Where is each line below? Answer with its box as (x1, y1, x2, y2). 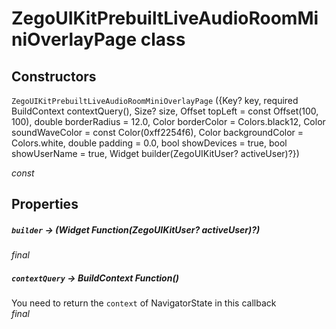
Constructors (11, 68, 97, 85)
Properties (11, 196, 79, 213)
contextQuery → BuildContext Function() (11, 272, 179, 284)
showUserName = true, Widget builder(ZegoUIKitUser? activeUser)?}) (11, 148, 300, 159)
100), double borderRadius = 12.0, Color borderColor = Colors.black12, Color (11, 116, 326, 127)
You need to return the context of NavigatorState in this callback (11, 297, 277, 309)
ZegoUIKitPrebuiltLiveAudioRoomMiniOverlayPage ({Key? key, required (11, 95, 299, 106)
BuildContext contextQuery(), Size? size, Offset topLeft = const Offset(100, (11, 105, 319, 117)
